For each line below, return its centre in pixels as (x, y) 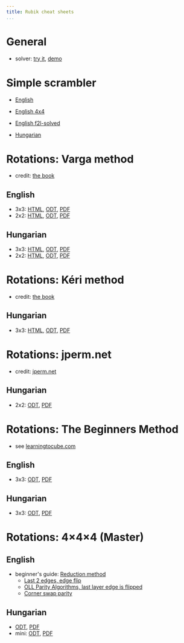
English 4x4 (30, 111)
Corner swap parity (48, 593)
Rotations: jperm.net (59, 354)
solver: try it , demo (38, 59)
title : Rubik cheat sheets (40, 12)
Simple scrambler (51, 83)
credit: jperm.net (36, 371)
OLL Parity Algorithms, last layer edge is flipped (83, 587)
